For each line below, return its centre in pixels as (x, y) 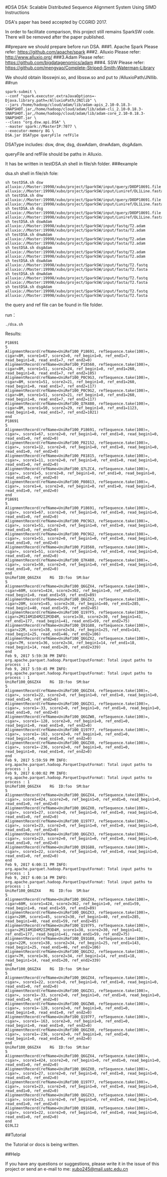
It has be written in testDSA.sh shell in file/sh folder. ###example (71, 164)
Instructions (17, 12)
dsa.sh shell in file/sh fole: (32, 173)
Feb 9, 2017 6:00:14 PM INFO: (37, 878)
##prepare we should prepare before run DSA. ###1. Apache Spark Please (82, 46)
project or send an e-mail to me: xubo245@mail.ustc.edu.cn (67, 1169)
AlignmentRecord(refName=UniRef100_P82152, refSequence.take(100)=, (78, 443)
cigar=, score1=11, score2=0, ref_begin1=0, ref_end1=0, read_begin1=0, (82, 460)
